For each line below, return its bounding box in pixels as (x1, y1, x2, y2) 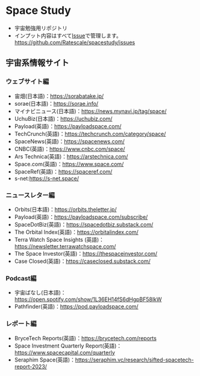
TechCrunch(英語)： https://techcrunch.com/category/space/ (14, 130, 166, 137)
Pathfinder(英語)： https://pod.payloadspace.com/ (14, 303, 139, 310)
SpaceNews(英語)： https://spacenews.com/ (14, 137, 125, 145)
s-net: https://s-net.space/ (14, 175, 80, 182)
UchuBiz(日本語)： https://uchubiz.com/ (14, 115, 113, 122)
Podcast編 (5, 274, 37, 282)
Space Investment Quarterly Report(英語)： (14, 342, 122, 349)
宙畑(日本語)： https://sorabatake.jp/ (14, 92, 104, 100)
